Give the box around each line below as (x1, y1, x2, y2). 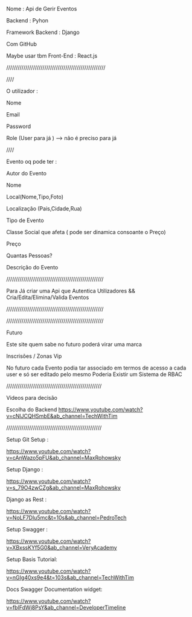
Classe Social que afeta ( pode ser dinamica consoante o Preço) (6, 229, 166, 235)
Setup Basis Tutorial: (6, 556, 57, 563)
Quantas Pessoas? (6, 252, 53, 259)
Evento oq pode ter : (6, 158, 57, 165)
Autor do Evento (6, 170, 47, 177)
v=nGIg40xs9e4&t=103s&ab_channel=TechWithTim (6, 574, 135, 581)
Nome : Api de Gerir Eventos (6, 5, 77, 12)
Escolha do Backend (6, 406, 57, 413)
